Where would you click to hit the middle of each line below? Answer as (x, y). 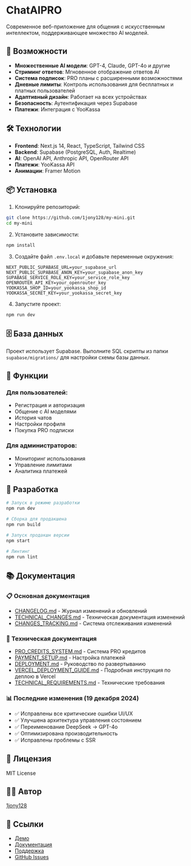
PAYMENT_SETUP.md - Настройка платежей (70, 658)
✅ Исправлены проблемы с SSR (55, 740)
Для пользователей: (37, 392)
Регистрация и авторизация (50, 405)
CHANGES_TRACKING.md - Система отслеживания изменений (93, 623)
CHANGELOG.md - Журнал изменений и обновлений (81, 611)
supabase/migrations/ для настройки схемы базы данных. (78, 357)
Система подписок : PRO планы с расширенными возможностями (98, 78)
